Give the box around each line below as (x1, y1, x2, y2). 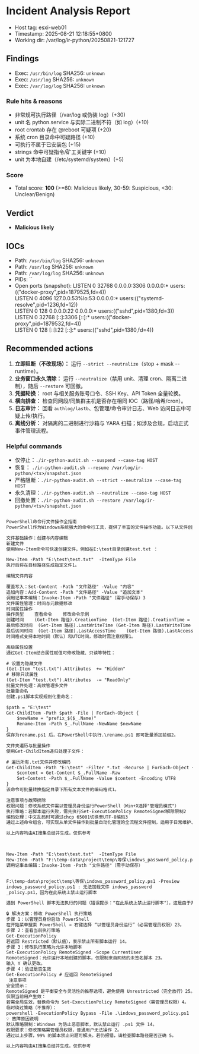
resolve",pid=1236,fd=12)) (14, 301, 78, 308)
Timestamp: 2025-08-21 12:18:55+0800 (14, 30, 113, 37)
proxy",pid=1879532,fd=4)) (14, 320, 82, 327)
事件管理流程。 (14, 427, 52, 434)
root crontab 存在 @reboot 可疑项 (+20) (14, 126, 111, 133)
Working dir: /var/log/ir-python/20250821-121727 (14, 36, 134, 43)
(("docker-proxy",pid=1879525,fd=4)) (14, 288, 107, 295)
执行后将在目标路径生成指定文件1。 (6, 562, 80, 568)
